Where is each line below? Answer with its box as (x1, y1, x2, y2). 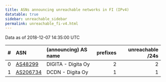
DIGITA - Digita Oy (46, 61, 90, 68)
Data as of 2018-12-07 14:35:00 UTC (5, 35, 80, 41)
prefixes (96, 49, 117, 56)
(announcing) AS (46, 46, 87, 53)
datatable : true (5, 12, 39, 17)
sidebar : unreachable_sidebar (5, 16, 68, 21)
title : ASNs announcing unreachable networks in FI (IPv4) (5, 7, 129, 12)
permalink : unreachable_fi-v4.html (5, 21, 79, 26)
